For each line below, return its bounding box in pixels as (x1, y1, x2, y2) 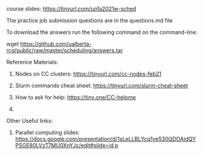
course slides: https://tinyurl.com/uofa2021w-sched (6, 5, 137, 12)
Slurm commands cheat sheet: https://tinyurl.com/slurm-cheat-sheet (15, 82, 188, 89)
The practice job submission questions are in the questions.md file (6, 17, 173, 24)
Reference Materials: (6, 59, 59, 65)
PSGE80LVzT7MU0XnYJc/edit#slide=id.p (15, 142, 119, 149)
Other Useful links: (6, 117, 53, 124)
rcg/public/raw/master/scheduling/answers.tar (6, 47, 123, 54)
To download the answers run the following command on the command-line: (6, 28, 198, 36)
